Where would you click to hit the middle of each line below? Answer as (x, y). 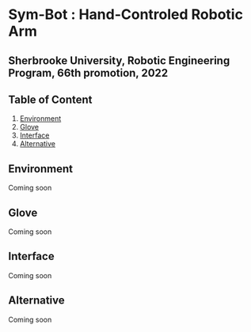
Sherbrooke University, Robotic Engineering (119, 60)
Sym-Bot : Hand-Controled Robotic (126, 15)
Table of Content (50, 99)
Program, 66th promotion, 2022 (88, 73)
